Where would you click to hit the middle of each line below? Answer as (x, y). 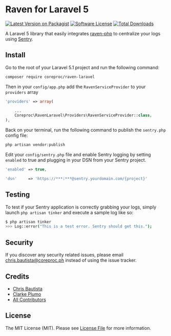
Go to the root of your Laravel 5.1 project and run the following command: (82, 67)
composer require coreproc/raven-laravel (50, 77)
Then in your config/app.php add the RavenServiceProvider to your (76, 87)
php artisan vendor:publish (35, 145)
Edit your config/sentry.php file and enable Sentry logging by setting (78, 154)
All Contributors (29, 299)
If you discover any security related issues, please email (65, 255)
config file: (17, 135)
